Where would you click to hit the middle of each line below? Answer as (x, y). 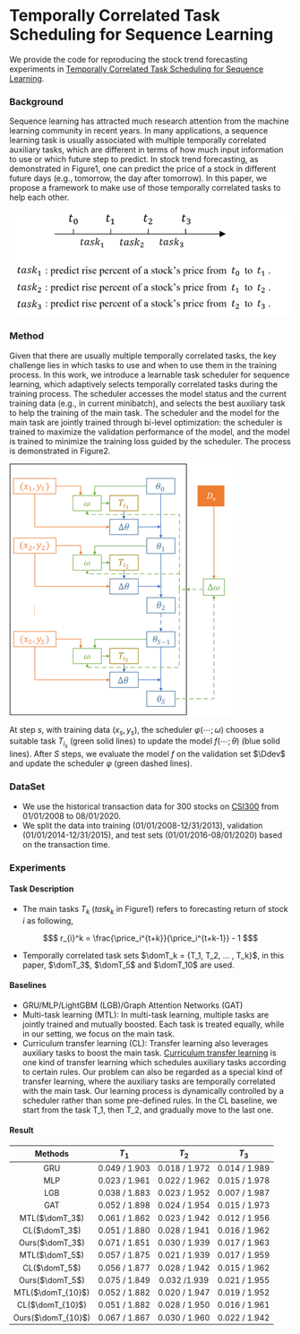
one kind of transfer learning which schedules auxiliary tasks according (154, 1062)
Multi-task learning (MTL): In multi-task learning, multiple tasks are (146, 1014)
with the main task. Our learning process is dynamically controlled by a (153, 1090)
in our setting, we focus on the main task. (99, 1033)
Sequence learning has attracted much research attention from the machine (149, 121)
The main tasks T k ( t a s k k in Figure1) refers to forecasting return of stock (155, 910)
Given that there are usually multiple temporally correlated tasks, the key (143, 356)
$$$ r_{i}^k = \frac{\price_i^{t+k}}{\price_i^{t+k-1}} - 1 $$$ (150, 938)
